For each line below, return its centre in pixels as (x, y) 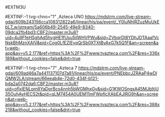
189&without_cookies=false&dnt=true (43, 58)
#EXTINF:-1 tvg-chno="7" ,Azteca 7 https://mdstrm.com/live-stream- (75, 68)
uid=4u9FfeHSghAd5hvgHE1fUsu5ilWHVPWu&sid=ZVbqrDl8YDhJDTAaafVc (82, 37)
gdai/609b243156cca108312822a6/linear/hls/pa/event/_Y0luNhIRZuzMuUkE (82, 22)
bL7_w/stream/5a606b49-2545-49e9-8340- (50, 27)
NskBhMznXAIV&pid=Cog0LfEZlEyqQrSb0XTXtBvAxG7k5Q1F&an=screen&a (82, 43)
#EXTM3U (15, 7)
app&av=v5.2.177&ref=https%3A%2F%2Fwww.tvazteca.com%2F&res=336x (82, 53)
